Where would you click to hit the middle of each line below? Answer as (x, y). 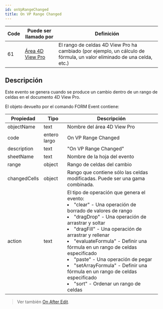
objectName (21, 127)
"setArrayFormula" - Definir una (111, 266)
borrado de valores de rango (100, 211)
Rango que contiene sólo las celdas (107, 172)
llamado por (39, 36)
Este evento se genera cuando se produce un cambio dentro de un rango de (81, 92)
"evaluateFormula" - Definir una (110, 241)
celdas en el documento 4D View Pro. (43, 97)
